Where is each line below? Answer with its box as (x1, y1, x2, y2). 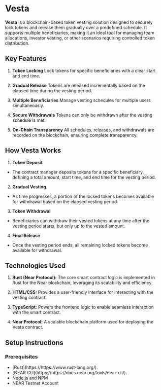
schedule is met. (12, 117, 46, 123)
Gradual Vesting (12, 183, 46, 190)
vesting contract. (12, 294, 47, 301)
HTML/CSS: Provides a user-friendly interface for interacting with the (12, 289, 154, 295)
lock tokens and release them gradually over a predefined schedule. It (5, 24, 147, 30)
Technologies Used (5, 261, 65, 270)
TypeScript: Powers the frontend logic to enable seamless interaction (12, 304, 154, 310)
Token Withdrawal (12, 208, 51, 214)
